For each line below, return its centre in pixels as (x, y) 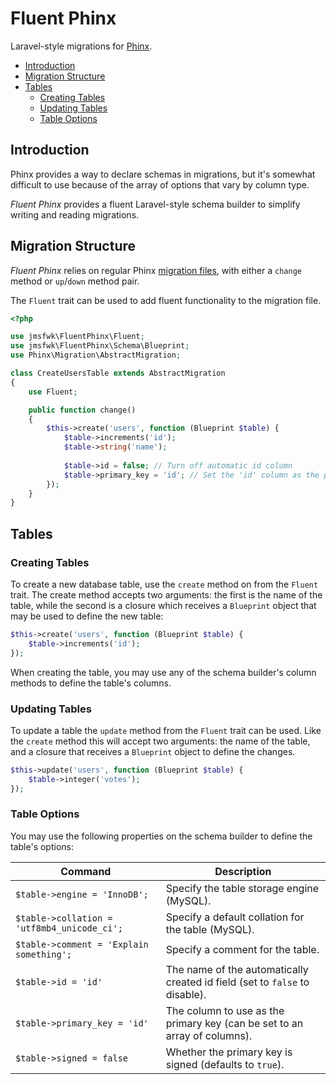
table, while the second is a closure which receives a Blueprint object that (163, 605)
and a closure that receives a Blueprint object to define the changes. (153, 751)
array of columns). (209, 1035)
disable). (186, 994)
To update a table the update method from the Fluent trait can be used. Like (166, 730)
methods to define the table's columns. (91, 683)
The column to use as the (225, 1010)
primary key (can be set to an (234, 1023)
